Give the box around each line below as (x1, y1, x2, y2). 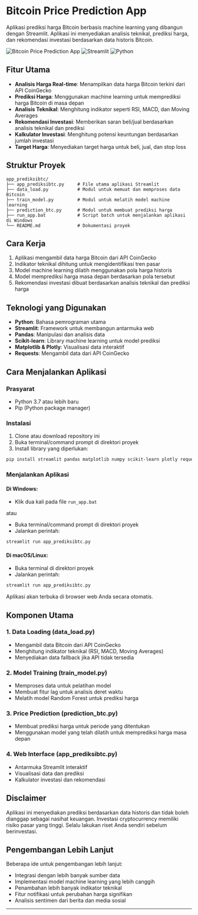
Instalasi (6, 419, 31, 427)
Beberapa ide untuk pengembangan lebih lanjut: (6, 861, 123, 868)
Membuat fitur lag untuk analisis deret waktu (14, 688, 123, 695)
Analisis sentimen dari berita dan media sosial (14, 897, 126, 904)
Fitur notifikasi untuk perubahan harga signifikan (14, 891, 133, 898)
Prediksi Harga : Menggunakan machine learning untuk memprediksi (14, 93, 181, 100)
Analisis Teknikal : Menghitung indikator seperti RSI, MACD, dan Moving (14, 105, 190, 113)
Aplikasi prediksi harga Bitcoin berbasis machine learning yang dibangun (6, 24, 183, 31)
